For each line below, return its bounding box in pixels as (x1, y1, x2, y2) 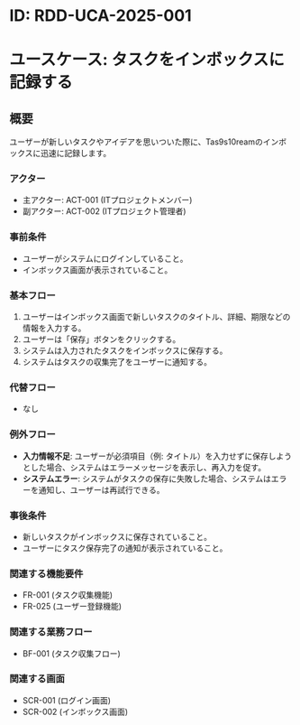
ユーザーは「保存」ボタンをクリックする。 (22, 334, 181, 345)
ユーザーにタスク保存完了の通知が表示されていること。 (22, 543, 228, 553)
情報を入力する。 (22, 322, 86, 334)
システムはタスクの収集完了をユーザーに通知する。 (22, 357, 213, 367)
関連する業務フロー (9, 626, 93, 638)
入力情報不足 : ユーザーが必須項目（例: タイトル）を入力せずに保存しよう (22, 451, 293, 461)
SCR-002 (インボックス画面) (22, 706, 129, 717)
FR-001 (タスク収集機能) (22, 590, 114, 600)
